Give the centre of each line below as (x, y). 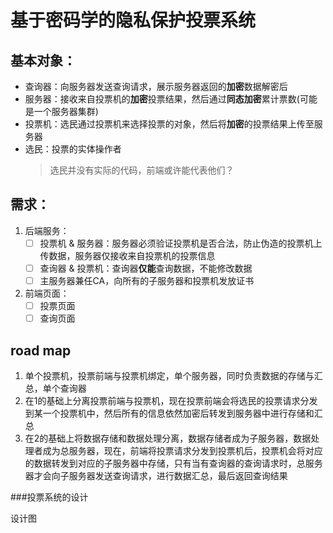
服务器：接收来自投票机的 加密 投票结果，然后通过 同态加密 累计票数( (162, 99)
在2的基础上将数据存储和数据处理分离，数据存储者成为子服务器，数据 (168, 438)
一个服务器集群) (66, 111)
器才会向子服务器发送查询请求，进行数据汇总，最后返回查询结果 (156, 475)
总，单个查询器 (55, 388)
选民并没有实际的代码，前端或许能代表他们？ (142, 170)
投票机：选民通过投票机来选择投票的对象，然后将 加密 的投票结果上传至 (169, 124)
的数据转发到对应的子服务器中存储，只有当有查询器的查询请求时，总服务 (173, 463)
